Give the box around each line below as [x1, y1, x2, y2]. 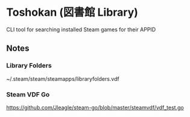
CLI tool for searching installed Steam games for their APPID [6, 25, 156, 33]
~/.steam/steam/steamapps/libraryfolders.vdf [6, 75, 119, 82]
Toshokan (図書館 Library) [6, 5, 139, 19]
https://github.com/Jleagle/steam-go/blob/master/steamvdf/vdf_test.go [6, 104, 184, 111]
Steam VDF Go [6, 90, 50, 98]
